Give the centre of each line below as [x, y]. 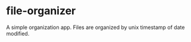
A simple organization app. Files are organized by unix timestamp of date [95, 27]
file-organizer [41, 11]
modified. [18, 33]
